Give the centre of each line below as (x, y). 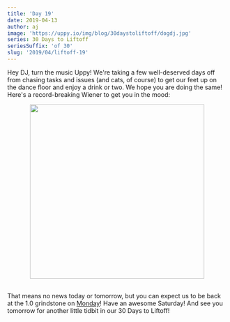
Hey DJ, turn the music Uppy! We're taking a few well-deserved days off (111, 72)
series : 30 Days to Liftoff (48, 40)
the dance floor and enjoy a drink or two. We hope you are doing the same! (115, 87)
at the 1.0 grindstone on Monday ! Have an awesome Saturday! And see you (115, 303)
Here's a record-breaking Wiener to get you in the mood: (89, 94)
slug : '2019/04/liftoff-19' (48, 53)
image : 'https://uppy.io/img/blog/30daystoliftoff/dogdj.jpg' (99, 33)
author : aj (23, 26)
